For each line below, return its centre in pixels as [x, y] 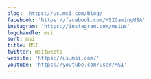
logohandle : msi [30, 33]
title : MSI [23, 45]
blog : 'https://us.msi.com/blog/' [57, 13]
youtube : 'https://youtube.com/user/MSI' [67, 65]
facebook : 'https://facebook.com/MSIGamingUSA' [77, 20]
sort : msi [21, 39]
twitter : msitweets [35, 52]
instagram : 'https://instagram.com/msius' [69, 26]
